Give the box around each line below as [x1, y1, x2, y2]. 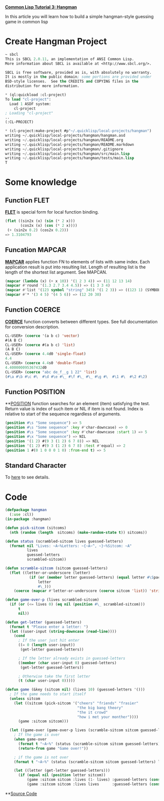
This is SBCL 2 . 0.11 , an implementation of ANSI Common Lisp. [5, 56, 134, 62]
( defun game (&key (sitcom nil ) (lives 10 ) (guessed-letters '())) [5, 687, 145, 692]
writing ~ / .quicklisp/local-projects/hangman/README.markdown [5, 142, 134, 147]
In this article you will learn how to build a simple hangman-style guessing [5, 14, 154, 19]
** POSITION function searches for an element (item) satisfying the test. [5, 401, 150, 407]
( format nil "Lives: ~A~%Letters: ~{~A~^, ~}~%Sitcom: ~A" [9, 543, 132, 548]
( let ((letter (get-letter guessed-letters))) [14, 768, 110, 773]
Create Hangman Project [5, 36, 107, 47]
